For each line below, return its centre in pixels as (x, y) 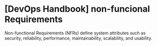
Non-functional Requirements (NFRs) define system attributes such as (75, 33)
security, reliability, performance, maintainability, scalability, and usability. (78, 38)
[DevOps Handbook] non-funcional (77, 9)
